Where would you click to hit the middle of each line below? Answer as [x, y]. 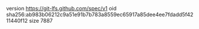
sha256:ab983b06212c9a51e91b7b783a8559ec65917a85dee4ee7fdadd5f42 [100, 14]
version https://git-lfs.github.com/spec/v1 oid [61, 8]
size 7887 [41, 21]
